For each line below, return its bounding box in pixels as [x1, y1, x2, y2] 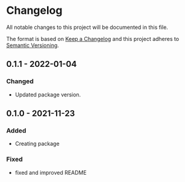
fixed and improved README [14, 169, 87, 176]
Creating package [14, 140, 60, 148]
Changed [6, 77, 34, 86]
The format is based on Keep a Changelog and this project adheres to [6, 35, 180, 42]
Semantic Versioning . [6, 42, 59, 49]
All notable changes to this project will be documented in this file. [6, 24, 169, 31]
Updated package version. [14, 91, 81, 98]
